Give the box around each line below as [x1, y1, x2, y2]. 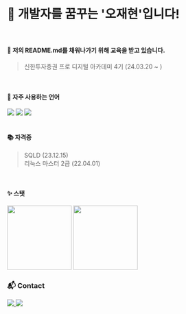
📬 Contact [7, 280, 45, 290]
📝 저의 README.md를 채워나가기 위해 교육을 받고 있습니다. [7, 46, 165, 54]
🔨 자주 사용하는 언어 [7, 93, 60, 101]
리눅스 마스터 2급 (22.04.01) [23, 159, 101, 167]
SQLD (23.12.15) [23, 151, 69, 159]
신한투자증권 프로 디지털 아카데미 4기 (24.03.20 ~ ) [23, 62, 163, 71]
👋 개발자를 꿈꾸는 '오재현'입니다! [7, 6, 180, 22]
